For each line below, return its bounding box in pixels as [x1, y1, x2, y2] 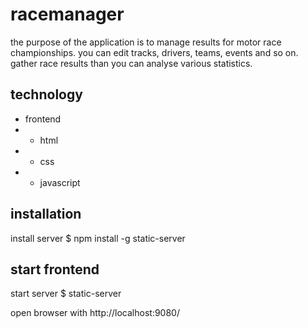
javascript [39, 176, 81, 188]
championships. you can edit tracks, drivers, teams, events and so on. [10, 46, 299, 58]
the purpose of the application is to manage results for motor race [10, 36, 282, 48]
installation [10, 206, 82, 223]
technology [10, 86, 83, 103]
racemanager [10, 3, 125, 26]
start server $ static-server [10, 288, 122, 300]
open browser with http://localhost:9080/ [10, 307, 180, 319]
